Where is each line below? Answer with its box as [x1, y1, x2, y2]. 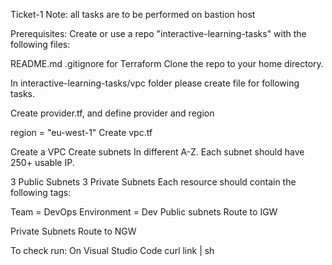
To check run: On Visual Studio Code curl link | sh [10, 245, 215, 256]
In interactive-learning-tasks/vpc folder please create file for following [10, 77, 300, 89]
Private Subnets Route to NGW [10, 225, 137, 237]
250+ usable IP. [10, 157, 75, 168]
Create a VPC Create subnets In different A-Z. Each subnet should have [10, 146, 305, 158]
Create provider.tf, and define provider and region [10, 107, 215, 119]
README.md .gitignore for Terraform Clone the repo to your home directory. [10, 58, 324, 69]
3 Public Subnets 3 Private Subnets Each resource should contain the [10, 176, 297, 188]
